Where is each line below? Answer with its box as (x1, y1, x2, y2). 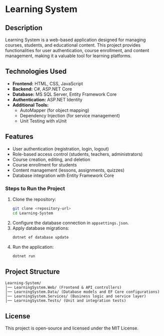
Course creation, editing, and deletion (12, 156, 90, 162)
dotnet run (12, 253, 35, 259)
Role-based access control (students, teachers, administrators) (12, 151, 143, 157)
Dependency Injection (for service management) (19, 112, 120, 118)
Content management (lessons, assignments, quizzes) (12, 167, 125, 173)
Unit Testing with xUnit (19, 118, 67, 124)
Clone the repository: (12, 196, 56, 202)
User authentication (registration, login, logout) (12, 145, 109, 151)
